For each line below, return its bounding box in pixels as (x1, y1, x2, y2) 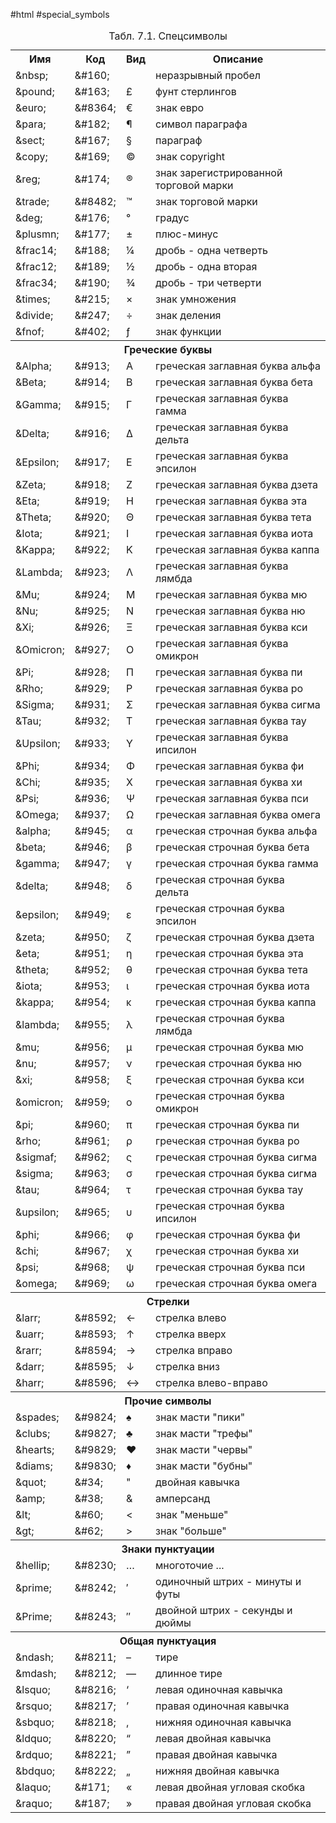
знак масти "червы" (155, 1443, 253, 1456)
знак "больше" (155, 1524, 227, 1538)
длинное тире (155, 1667, 223, 1680)
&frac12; (15, 260, 57, 273)
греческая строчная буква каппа (155, 995, 317, 1009)
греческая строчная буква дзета (155, 930, 315, 944)
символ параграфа (155, 117, 248, 131)
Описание (212, 52, 264, 66)
